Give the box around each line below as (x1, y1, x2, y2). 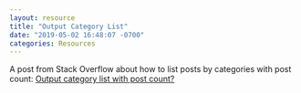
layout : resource (9, 13, 76, 23)
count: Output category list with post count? (9, 74, 175, 85)
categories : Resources (9, 38, 96, 48)
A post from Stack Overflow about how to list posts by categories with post (9, 64, 292, 75)
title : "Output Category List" (9, 22, 129, 31)
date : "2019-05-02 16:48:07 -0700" (9, 30, 145, 39)
